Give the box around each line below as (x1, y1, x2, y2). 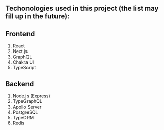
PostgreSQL (12, 109, 38, 115)
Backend (5, 79, 34, 88)
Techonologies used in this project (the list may (5, 4, 159, 13)
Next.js (12, 48, 28, 55)
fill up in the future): (5, 12, 70, 21)
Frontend (5, 29, 35, 38)
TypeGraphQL (12, 98, 42, 105)
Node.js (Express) (12, 93, 51, 99)
